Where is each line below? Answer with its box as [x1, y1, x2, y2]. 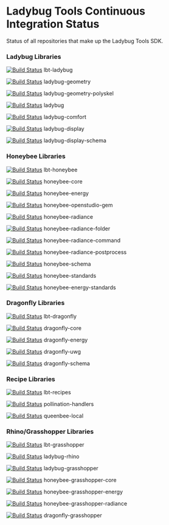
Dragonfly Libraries [6, 299, 65, 307]
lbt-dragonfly [43, 312, 77, 320]
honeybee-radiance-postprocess [43, 248, 127, 256]
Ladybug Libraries [6, 52, 61, 61]
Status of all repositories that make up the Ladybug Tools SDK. [6, 37, 164, 44]
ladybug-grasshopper [43, 465, 98, 472]
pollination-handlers [43, 400, 94, 408]
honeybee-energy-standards [43, 284, 117, 291]
